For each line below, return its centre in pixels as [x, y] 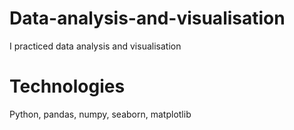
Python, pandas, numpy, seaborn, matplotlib [100, 114]
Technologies [67, 86]
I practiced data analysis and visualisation [95, 46]
